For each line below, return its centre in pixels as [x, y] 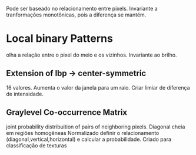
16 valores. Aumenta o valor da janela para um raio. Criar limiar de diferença [98, 87]
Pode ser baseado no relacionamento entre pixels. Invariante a [82, 9]
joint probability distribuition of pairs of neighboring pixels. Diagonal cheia [96, 127]
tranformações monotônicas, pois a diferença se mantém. [76, 15]
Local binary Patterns [59, 39]
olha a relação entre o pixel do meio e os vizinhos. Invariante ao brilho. [92, 55]
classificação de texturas [36, 145]
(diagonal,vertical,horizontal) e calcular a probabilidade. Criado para [89, 139]
